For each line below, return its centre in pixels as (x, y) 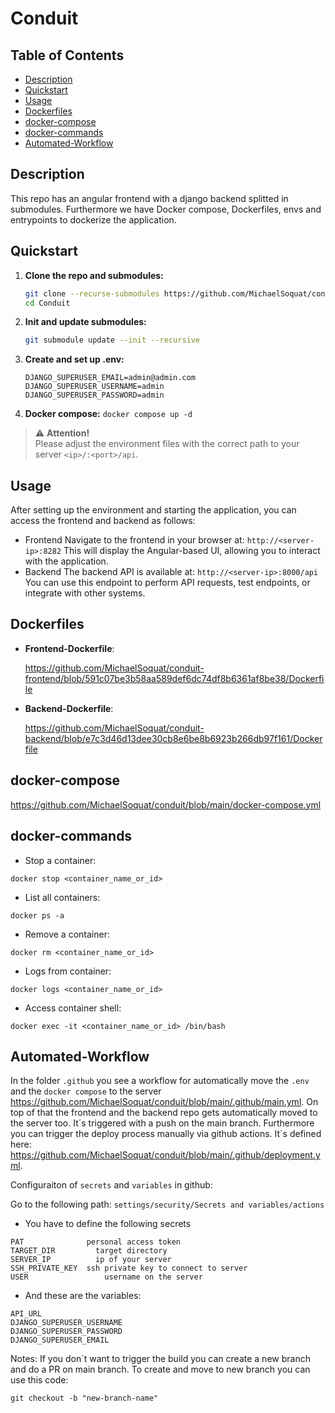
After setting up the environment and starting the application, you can (153, 510)
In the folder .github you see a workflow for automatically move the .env (160, 1081)
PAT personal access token (96, 1242)
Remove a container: (67, 934)
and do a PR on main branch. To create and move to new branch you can (160, 1369)
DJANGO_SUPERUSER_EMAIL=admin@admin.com (110, 378)
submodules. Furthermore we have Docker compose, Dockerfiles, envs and (166, 209)
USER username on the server (106, 1277)
